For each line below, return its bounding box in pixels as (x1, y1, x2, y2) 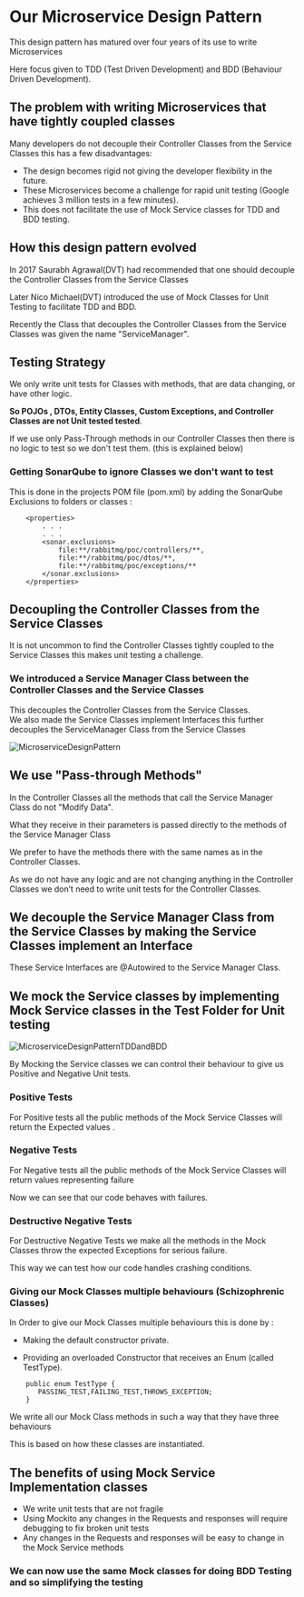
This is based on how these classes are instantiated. (9, 1439, 205, 1450)
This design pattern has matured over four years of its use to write (9, 36, 258, 47)
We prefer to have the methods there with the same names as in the (9, 846, 263, 857)
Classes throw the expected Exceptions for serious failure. (9, 1245, 228, 1256)
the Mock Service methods (22, 1542, 124, 1553)
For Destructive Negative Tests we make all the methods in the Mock (9, 1235, 267, 1246)
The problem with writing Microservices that (9, 100, 267, 115)
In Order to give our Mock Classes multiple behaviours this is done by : (9, 1317, 274, 1328)
